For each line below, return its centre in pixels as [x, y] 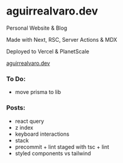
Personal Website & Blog [37, 28]
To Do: [16, 79]
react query [29, 121]
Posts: [16, 108]
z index [24, 127]
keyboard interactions [42, 134]
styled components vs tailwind [53, 153]
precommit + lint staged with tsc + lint [62, 147]
